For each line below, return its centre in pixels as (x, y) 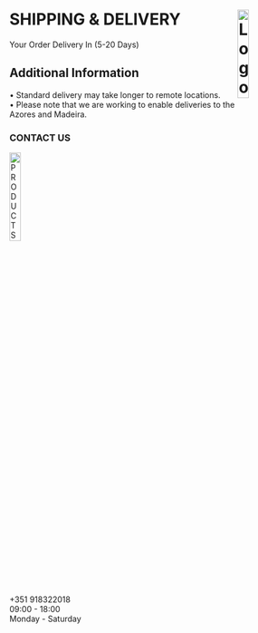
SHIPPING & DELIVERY (95, 19)
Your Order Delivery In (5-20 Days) (74, 44)
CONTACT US (40, 138)
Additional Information (74, 73)
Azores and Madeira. (48, 114)
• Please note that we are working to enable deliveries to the (122, 104)
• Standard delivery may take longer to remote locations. (115, 94)
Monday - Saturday (45, 619)
